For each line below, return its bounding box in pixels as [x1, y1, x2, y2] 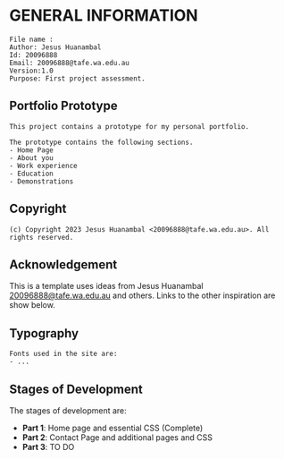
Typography [9, 326, 79, 341]
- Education [9, 169, 54, 178]
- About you [9, 153, 54, 162]
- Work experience [9, 161, 78, 170]
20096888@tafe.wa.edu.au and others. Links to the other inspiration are [9, 290, 276, 301]
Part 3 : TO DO [21, 442, 75, 452]
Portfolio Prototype [9, 98, 118, 114]
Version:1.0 [9, 66, 54, 75]
